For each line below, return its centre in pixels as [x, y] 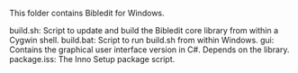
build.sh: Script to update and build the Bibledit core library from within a [144, 30]
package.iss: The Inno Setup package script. [92, 59]
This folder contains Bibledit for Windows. [87, 13]
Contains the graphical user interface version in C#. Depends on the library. [149, 50]
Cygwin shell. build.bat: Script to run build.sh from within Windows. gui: [142, 40]
